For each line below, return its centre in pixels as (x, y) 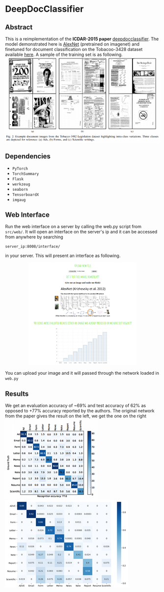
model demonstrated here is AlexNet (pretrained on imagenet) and (72, 44)
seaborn (20, 189)
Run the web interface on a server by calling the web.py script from (73, 227)
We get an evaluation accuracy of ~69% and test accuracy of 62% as (76, 405)
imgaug (19, 200)
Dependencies (28, 156)
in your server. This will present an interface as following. (63, 256)
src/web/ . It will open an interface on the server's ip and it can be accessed (81, 232)
